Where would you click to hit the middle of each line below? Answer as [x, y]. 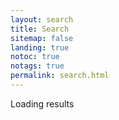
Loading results [42, 103]
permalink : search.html [60, 76]
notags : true [37, 66]
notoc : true [35, 57]
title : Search [40, 29]
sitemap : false [42, 38]
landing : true [40, 47]
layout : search [42, 19]
